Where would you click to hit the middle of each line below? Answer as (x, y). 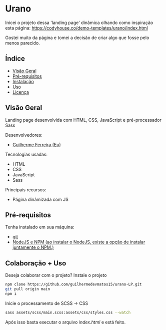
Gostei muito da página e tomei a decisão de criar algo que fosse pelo (77, 38)
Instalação (23, 81)
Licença (20, 92)
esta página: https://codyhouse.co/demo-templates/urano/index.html (77, 28)
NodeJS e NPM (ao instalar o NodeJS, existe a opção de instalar (79, 242)
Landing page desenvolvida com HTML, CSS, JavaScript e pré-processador (83, 120)
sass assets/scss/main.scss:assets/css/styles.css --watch (68, 312)
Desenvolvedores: (24, 135)
